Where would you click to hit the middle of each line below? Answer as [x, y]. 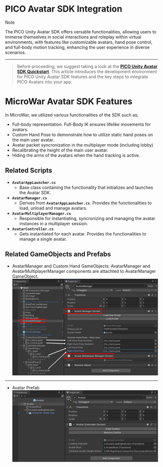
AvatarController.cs [33, 229]
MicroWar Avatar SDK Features [69, 102]
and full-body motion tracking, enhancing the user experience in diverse [77, 47]
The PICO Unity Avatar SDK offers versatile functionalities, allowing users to [81, 32]
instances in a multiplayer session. [54, 223]
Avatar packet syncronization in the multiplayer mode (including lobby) [83, 145]
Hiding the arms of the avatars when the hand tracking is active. [76, 155]
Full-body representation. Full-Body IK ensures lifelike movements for [81, 124]
